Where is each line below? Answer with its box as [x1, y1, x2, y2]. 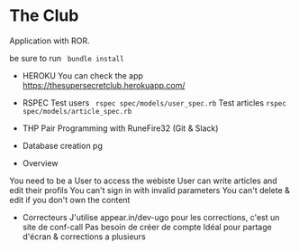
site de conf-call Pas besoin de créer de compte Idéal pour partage [22, 221, 272, 232]
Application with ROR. [9, 35, 90, 46]
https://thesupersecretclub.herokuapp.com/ [22, 79, 186, 90]
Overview [22, 157, 59, 168]
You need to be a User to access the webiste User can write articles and [9, 175, 277, 186]
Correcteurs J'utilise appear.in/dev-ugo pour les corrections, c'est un [22, 211, 280, 222]
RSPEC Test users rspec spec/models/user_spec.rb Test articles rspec [22, 97, 286, 108]
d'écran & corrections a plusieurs [22, 231, 146, 242]
